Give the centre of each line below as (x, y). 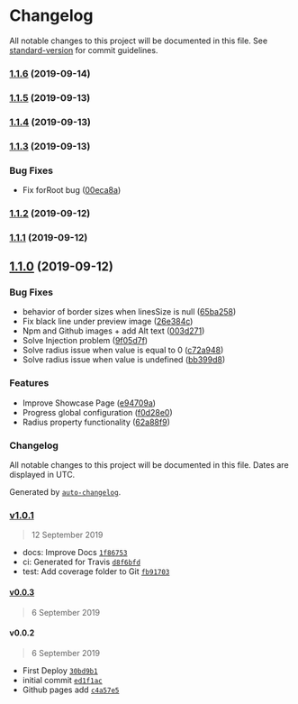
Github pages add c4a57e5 (71, 690)
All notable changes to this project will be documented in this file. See (139, 41)
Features (29, 383)
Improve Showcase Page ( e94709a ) (89, 403)
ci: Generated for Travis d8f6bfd (81, 562)
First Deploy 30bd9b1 (60, 670)
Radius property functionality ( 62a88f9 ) (96, 422)
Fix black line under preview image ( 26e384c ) (108, 322)
